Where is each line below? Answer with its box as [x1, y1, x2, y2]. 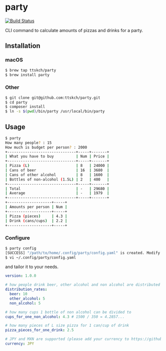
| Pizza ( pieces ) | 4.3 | [5, 214, 68, 219]
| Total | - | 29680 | [5, 186, 110, 191]
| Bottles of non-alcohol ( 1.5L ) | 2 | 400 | [5, 177, 110, 182]
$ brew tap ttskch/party [5, 68, 56, 73]
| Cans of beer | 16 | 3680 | [5, 168, 110, 173]
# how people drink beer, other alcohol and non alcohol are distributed [5, 282, 161, 287]
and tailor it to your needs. [5, 264, 59, 270]
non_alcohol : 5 [9, 301, 41, 306]
